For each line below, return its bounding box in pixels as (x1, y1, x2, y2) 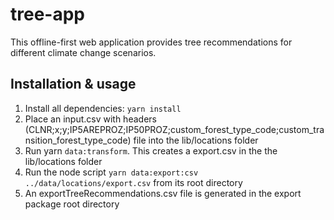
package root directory (24, 198, 120, 210)
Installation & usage (10, 76, 137, 93)
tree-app (10, 3, 85, 26)
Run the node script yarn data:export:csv (24, 166, 199, 178)
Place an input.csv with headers (24, 113, 157, 125)
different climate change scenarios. (10, 46, 157, 58)
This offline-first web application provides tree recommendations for (10, 36, 293, 48)
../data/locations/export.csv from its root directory (24, 176, 243, 188)
